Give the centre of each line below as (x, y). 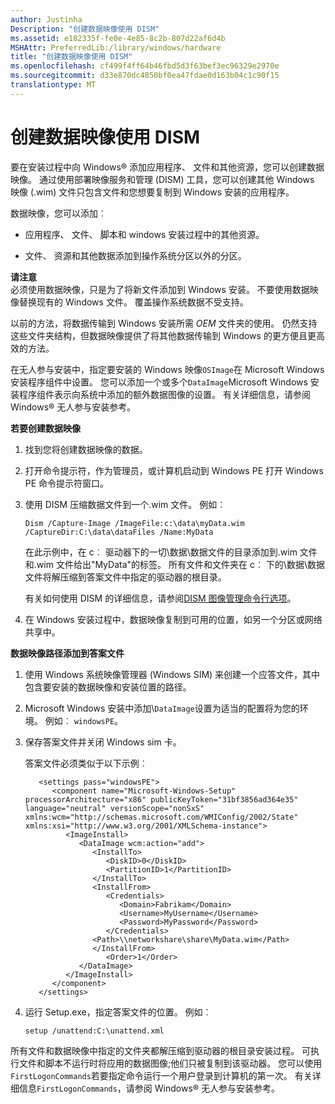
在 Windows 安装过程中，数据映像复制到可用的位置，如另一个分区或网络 (173, 619)
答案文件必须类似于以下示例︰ (86, 763)
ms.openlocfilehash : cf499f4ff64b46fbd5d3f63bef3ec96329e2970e (145, 66)
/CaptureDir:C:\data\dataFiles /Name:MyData (119, 532)
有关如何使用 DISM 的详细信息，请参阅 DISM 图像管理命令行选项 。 (160, 598)
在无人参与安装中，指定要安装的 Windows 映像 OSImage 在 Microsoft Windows (167, 369)
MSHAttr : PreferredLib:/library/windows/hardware (116, 47)
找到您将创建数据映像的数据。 (86, 449)
